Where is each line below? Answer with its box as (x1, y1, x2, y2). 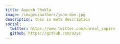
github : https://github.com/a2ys (10, 31, 81, 36)
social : (5, 21, 22, 27)
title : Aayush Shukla (5, 7, 52, 13)
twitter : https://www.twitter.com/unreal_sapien (10, 26, 115, 31)
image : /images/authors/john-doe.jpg (5, 12, 86, 17)
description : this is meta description (5, 17, 90, 22)
